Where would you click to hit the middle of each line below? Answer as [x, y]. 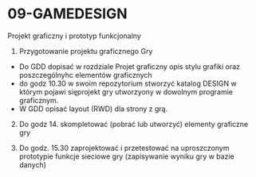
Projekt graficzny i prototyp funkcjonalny [74, 36]
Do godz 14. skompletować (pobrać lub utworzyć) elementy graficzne [134, 124]
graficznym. [39, 100]
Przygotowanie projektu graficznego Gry [86, 51]
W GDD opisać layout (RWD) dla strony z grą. [93, 109]
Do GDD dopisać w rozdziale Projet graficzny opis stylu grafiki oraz [130, 66]
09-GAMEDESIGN [68, 14]
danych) [33, 164]
